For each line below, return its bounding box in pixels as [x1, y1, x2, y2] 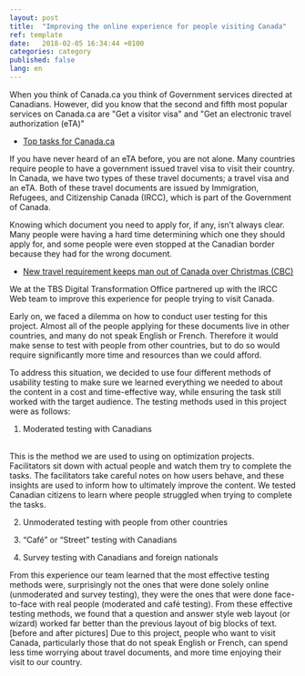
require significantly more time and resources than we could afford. [9, 349, 262, 360]
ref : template [9, 30, 64, 39]
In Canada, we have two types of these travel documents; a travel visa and [9, 172, 290, 183]
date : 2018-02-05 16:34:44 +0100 [9, 38, 145, 48]
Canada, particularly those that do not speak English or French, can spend [9, 637, 289, 648]
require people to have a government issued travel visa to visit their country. [9, 163, 295, 174]
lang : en [9, 65, 43, 74]
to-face [9, 598, 38, 610]
